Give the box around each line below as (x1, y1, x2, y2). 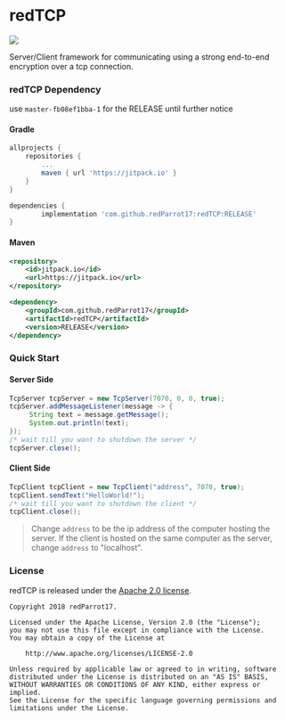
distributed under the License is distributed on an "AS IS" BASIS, (9, 672, 269, 682)
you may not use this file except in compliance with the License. (9, 626, 265, 634)
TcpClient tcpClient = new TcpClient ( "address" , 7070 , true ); (9, 482, 245, 491)
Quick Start (9, 352, 60, 364)
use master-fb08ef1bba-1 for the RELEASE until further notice (9, 103, 233, 114)
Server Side (9, 373, 54, 384)
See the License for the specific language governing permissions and (9, 696, 277, 705)
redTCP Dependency (9, 83, 102, 95)
